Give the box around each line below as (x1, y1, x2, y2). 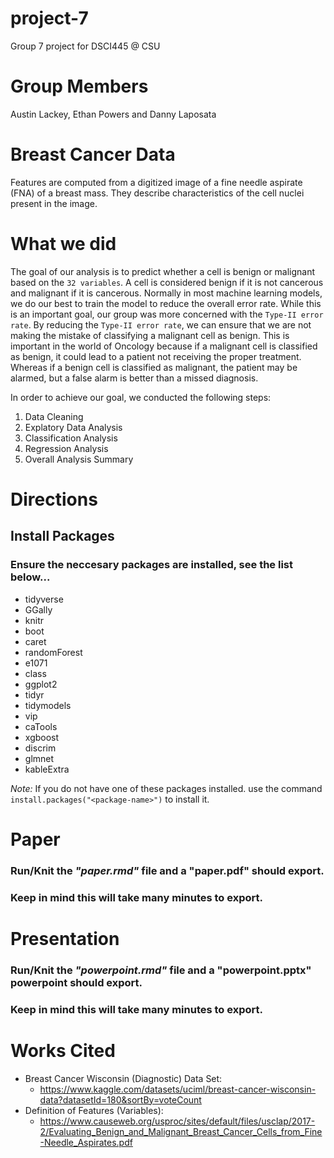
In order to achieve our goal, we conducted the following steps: (10, 391, 272, 403)
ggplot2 (24, 678, 58, 690)
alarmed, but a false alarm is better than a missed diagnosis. (10, 372, 259, 384)
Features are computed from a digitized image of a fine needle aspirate (10, 176, 303, 188)
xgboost (24, 731, 60, 743)
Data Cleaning (24, 410, 84, 422)
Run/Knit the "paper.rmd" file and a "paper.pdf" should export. (10, 863, 325, 877)
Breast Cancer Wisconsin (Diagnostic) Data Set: (24, 1072, 223, 1084)
